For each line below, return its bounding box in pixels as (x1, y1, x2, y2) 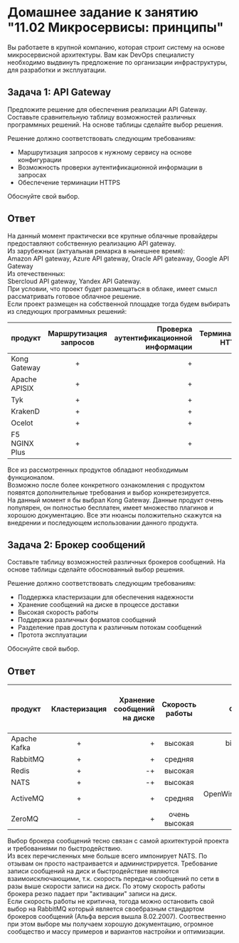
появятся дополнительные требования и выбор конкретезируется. (7, 488, 211, 497)
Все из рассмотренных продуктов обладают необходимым (7, 465, 188, 474)
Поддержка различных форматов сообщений (17, 616, 156, 624)
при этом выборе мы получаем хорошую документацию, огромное (7, 920, 214, 929)
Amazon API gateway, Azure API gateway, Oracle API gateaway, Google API (7, 254, 230, 263)
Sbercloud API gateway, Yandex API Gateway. (7, 277, 142, 285)
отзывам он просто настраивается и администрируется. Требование (7, 859, 218, 868)
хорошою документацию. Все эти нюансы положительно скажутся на (7, 510, 222, 520)
